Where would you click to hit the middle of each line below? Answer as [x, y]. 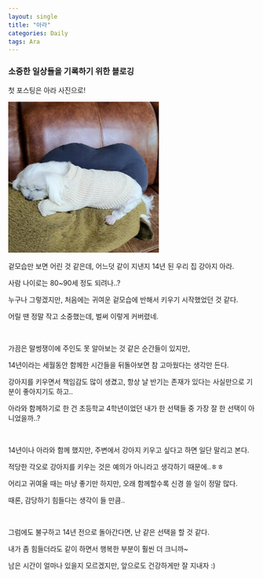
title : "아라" [29, 25]
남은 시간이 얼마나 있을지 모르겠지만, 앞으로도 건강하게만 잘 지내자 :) [112, 565]
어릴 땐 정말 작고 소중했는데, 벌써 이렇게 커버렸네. [84, 316]
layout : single [33, 17]
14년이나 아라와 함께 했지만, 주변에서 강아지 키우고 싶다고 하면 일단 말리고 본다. [129, 450]
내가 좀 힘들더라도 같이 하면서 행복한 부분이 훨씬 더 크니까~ [98, 549]
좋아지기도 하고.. [47, 391]
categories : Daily [38, 33]
